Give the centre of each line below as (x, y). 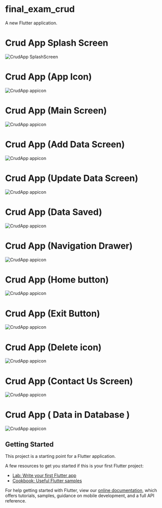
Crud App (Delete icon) (53, 347)
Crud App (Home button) (57, 280)
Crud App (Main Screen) (56, 111)
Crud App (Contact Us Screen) (69, 381)
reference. (16, 501)
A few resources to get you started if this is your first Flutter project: (74, 466)
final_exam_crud (40, 9)
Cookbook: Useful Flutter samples (47, 481)
